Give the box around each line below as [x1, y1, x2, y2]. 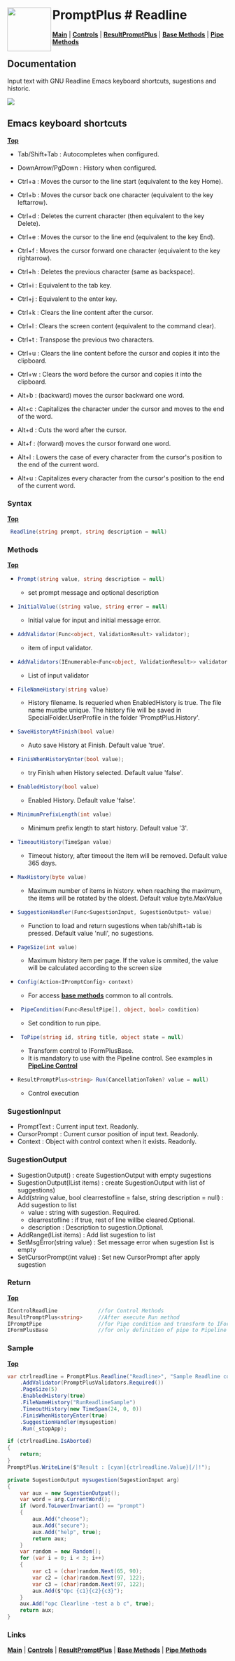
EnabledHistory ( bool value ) [17, 784, 99, 791]
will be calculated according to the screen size [27, 964, 162, 972]
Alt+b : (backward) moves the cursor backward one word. [17, 391, 185, 399]
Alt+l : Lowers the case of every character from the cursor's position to [17, 452, 222, 461]
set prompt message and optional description [27, 588, 159, 596]
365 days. [27, 859, 57, 867]
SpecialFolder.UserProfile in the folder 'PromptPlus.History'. [27, 713, 201, 722]
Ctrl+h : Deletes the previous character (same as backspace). [17, 267, 195, 276]
